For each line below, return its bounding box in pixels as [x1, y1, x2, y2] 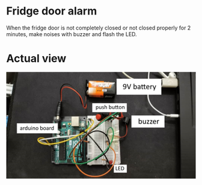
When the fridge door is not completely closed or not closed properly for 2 [6, 24, 191, 31]
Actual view [6, 52, 67, 66]
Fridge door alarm [6, 4, 97, 18]
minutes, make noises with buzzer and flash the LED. [6, 30, 137, 37]
